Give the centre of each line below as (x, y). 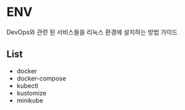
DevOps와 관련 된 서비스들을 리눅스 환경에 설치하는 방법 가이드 (92, 32)
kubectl (27, 85)
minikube (30, 100)
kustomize (31, 93)
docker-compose (41, 78)
